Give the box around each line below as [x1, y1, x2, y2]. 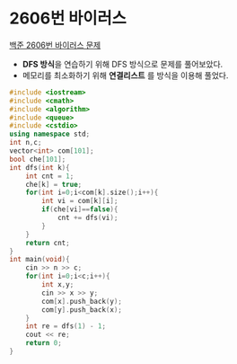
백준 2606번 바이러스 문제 [9, 40, 101, 50]
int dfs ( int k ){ [9, 163, 70, 172]
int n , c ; [9, 138, 42, 147]
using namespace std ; [9, 129, 91, 139]
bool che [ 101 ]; [9, 155, 66, 164]
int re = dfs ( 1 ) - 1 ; [25, 322, 106, 331]
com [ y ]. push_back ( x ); [41, 305, 123, 315]
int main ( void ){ [9, 255, 70, 264]
